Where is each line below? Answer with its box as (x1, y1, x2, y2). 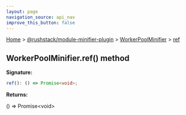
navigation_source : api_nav (6, 14, 76, 20)
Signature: (6, 69, 32, 76)
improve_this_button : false (6, 20, 76, 25)
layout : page (6, 8, 38, 15)
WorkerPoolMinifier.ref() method (6, 53, 130, 63)
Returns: (6, 91, 28, 98)
